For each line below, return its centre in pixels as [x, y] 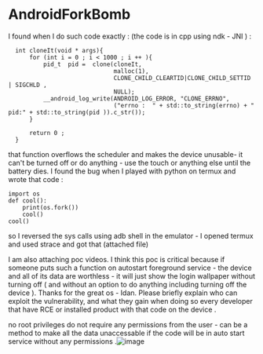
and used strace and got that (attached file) [79, 244]
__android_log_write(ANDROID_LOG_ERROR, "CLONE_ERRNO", [136, 99]
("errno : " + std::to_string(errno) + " [184, 105]
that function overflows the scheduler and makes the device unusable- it [126, 154]
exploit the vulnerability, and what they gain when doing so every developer [130, 301]
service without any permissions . [63, 341]
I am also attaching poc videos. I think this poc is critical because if [117, 259]
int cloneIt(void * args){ [59, 50]
